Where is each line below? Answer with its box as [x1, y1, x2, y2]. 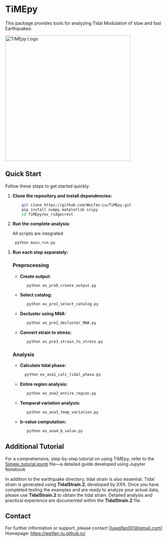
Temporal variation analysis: [19, 400, 81, 406]
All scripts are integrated [12, 231, 63, 237]
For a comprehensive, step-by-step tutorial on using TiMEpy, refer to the [5, 455, 154, 462]
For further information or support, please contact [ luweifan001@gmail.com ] [5, 525, 162, 531]
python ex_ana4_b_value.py [26, 428, 83, 433]
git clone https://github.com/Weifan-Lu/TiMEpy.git [21, 202, 131, 208]
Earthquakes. [5, 25, 32, 31]
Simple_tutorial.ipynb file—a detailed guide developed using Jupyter [5, 461, 146, 467]
